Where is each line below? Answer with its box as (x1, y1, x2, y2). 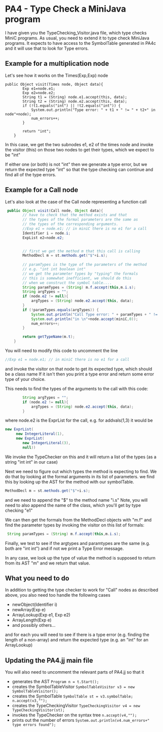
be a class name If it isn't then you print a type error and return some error (5, 371, 154, 377)
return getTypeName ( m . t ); (22, 335, 75, 339)
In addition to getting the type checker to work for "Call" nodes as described (5, 587, 159, 593)
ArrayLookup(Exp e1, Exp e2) (12, 612, 71, 618)
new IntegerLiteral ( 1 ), (16, 432, 64, 436)
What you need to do (5, 574, 70, 582)
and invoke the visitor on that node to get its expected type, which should (5, 366, 152, 372)
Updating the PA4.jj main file (5, 656, 93, 664)
